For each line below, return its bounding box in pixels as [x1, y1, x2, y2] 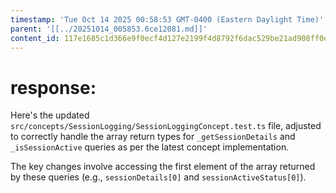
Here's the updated [10, 109, 90, 121]
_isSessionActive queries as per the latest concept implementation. [10, 141, 290, 153]
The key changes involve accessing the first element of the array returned [10, 161, 316, 173]
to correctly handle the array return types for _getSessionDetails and [10, 131, 296, 143]
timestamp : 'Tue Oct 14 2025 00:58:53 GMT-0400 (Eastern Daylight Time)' [10, 14, 325, 25]
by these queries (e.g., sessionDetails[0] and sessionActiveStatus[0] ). [10, 171, 307, 183]
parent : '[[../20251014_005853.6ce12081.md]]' [10, 24, 208, 34]
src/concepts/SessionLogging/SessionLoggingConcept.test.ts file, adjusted [10, 120, 322, 132]
